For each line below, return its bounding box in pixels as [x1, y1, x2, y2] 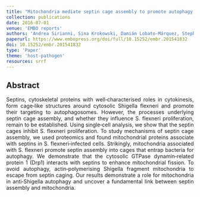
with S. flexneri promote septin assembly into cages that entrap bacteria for [6, 147, 194, 154]
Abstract [6, 80, 40, 90]
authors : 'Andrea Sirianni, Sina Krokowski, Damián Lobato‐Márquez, [6, 31, 180, 37]
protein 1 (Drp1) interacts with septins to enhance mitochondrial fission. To [6, 159, 194, 166]
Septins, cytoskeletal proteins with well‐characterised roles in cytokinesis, [6, 96, 194, 103]
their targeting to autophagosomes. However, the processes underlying [6, 109, 194, 116]
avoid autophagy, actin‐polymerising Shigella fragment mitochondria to [6, 166, 194, 173]
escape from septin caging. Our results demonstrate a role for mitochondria [6, 171, 194, 179]
